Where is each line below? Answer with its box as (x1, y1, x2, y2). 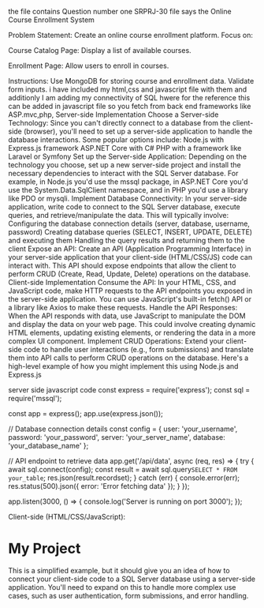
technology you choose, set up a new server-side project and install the (8, 160, 242, 169)
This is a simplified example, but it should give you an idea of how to (8, 565, 230, 575)
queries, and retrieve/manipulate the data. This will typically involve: (8, 211, 229, 220)
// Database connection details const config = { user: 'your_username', (8, 424, 238, 433)
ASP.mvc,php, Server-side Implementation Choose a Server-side (8, 110, 219, 119)
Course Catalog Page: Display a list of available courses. (8, 46, 191, 54)
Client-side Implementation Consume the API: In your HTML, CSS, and (8, 278, 236, 287)
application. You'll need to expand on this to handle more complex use (8, 582, 236, 591)
